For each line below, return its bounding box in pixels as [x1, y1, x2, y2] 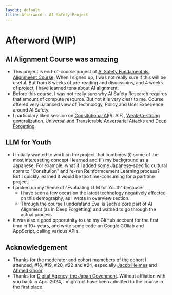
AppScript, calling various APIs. [12, 228, 80, 234]
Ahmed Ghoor [12, 268, 43, 274]
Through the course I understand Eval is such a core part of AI [20, 201, 152, 207]
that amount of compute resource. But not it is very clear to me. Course [12, 96, 164, 102]
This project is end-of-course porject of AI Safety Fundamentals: [12, 68, 150, 75]
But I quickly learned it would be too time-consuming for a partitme [12, 173, 155, 180]
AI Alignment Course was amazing [5, 55, 118, 64]
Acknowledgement [5, 243, 68, 252]
